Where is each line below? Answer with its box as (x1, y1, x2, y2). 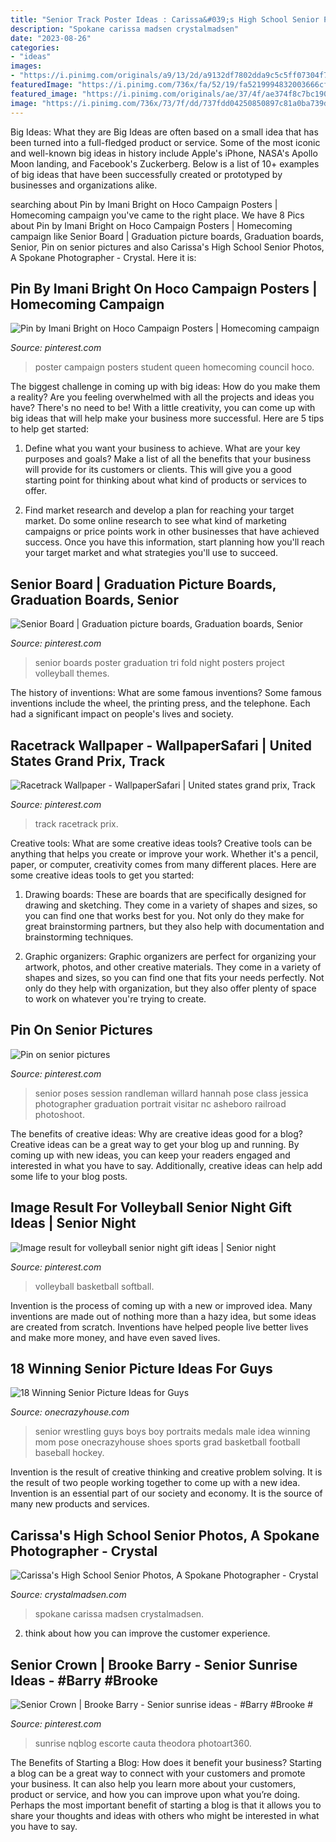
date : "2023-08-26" (10, 33, 92, 43)
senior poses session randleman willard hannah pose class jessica (34, 1087, 309, 1099)
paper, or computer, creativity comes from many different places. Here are (10, 858, 317, 870)
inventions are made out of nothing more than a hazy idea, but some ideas (10, 1310, 317, 1322)
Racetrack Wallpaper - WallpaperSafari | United (10, 737, 312, 754)
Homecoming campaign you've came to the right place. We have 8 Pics (10, 209, 305, 221)
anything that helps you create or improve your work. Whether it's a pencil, (10, 847, 319, 860)
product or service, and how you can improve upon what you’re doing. (10, 1789, 301, 1800)
